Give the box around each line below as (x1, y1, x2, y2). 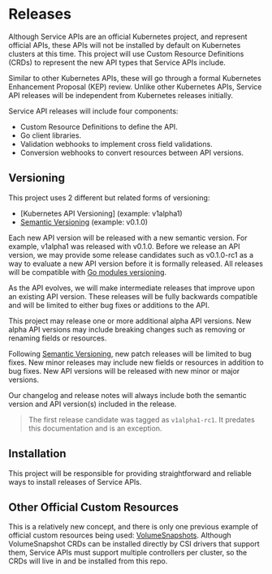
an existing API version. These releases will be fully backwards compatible (8, 291, 258, 301)
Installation (8, 447, 67, 460)
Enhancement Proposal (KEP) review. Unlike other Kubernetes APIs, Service (8, 82, 262, 92)
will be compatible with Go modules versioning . (8, 267, 167, 276)
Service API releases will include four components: (8, 106, 179, 116)
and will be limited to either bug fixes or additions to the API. (8, 300, 209, 310)
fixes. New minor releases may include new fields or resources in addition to (8, 358, 264, 367)
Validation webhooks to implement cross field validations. (19, 139, 213, 148)
